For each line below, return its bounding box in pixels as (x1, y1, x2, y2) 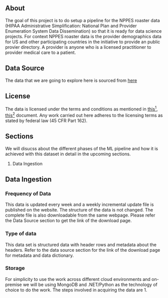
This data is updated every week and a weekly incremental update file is (5, 202, 154, 208)
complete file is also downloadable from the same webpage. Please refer (5, 212, 155, 218)
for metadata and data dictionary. (5, 252, 74, 258)
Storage (5, 265, 25, 272)
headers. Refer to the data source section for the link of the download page (5, 247, 160, 253)
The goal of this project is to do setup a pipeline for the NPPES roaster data (5, 17, 160, 23)
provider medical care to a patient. (5, 49, 76, 55)
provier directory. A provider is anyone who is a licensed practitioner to (5, 44, 151, 50)
